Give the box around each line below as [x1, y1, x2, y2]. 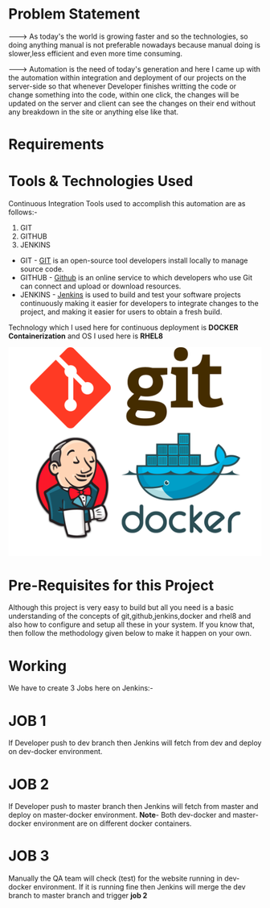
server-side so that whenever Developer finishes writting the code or [8, 81, 237, 91]
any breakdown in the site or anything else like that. [8, 106, 179, 117]
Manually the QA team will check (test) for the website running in [8, 873, 223, 883]
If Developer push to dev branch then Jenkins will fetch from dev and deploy [8, 738, 262, 748]
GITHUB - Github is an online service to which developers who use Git [19, 273, 253, 283]
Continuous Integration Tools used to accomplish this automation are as [8, 199, 246, 209]
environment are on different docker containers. [33, 819, 192, 828]
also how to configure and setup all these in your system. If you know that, [8, 620, 255, 629]
